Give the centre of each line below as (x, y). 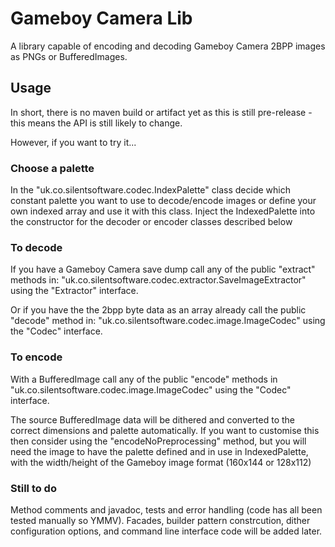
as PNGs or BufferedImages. (69, 56)
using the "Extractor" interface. (74, 291)
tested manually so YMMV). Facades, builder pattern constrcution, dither (160, 520)
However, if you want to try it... (73, 142)
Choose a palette (52, 168)
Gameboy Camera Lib (101, 18)
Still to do (33, 488)
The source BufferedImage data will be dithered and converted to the (153, 419)
